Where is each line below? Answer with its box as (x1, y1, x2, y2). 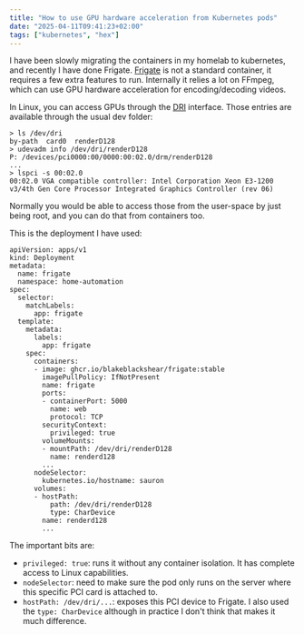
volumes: (33, 484, 67, 494)
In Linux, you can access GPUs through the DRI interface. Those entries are (9, 102, 292, 113)
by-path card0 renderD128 (9, 137, 116, 146)
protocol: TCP (49, 413, 103, 422)
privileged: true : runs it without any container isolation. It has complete (22, 558, 295, 569)
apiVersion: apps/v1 (9, 246, 88, 255)
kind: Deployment (9, 254, 75, 263)
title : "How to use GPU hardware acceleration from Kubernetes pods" (9, 13, 279, 23)
